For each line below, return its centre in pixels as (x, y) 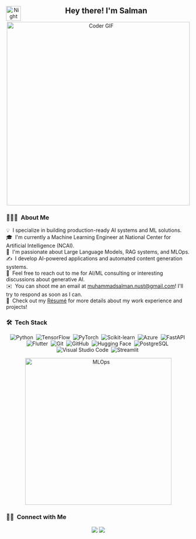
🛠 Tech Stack (27, 322)
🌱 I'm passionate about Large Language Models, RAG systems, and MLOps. (98, 252)
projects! (17, 307)
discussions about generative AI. (45, 279)
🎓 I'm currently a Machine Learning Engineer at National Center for (89, 237)
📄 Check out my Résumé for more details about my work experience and (94, 301)
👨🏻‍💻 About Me (28, 217)
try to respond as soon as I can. (44, 295)
